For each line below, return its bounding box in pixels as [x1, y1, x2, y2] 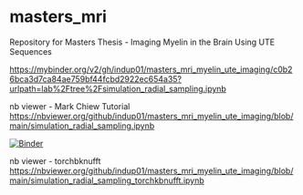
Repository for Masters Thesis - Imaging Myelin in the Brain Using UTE [9, 36, 276, 47]
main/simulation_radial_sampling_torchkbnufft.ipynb [9, 175, 205, 186]
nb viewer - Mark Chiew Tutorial [9, 100, 131, 111]
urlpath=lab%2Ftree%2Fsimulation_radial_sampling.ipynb [9, 83, 226, 94]
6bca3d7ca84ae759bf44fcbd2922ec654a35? [9, 73, 183, 84]
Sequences [9, 46, 52, 56]
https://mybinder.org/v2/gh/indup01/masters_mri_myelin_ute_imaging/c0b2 [9, 64, 293, 75]
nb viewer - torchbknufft [9, 155, 101, 166]
